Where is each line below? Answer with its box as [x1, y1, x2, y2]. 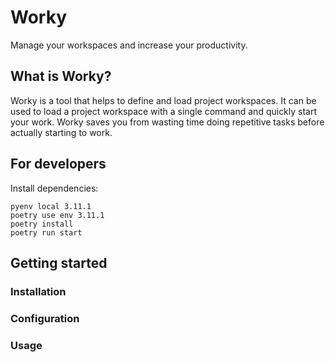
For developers [10, 156, 107, 173]
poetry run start [10, 227, 83, 238]
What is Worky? [10, 68, 112, 85]
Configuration [10, 311, 80, 325]
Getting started [10, 254, 108, 271]
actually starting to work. [10, 126, 113, 138]
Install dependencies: [10, 182, 99, 194]
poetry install [10, 219, 74, 229]
